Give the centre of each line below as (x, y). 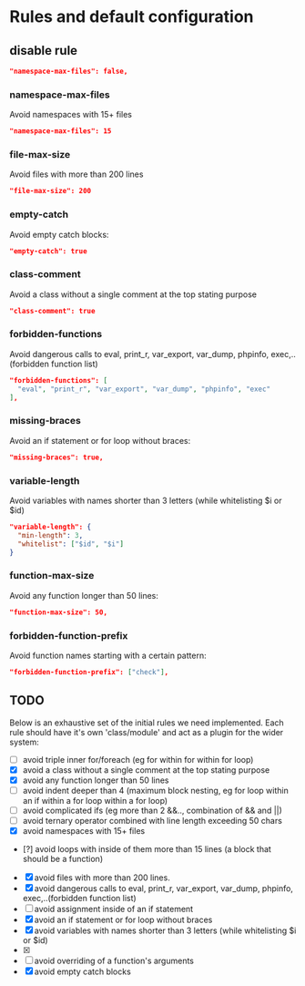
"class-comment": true (52, 311)
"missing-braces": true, (56, 457)
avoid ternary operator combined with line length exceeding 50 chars (152, 820)
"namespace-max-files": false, (69, 71)
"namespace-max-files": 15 (61, 131)
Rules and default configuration (132, 17)
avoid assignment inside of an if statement (114, 909)
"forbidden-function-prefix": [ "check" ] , (89, 672)
